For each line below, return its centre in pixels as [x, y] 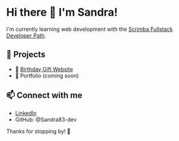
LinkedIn [26, 113]
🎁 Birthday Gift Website [44, 69]
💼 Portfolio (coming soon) [47, 76]
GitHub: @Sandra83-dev [46, 119]
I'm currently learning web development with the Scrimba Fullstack [89, 29]
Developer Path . [26, 35]
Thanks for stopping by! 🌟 [38, 131]
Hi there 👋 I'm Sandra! [62, 12]
